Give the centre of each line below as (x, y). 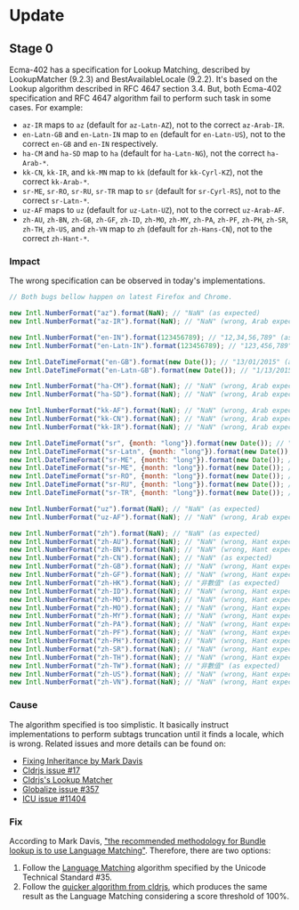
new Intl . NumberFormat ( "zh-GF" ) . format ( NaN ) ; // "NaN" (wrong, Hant (139, 575)
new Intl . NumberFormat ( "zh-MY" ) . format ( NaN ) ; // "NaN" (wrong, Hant (139, 616)
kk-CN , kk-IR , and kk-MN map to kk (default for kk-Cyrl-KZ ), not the (142, 172)
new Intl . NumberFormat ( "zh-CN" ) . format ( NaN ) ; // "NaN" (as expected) (141, 558)
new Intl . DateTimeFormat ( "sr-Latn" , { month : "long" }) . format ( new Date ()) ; (151, 451)
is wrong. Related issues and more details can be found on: (118, 743)
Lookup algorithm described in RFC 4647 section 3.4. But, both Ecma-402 (145, 89)
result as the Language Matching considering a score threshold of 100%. (155, 896)
